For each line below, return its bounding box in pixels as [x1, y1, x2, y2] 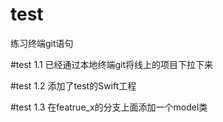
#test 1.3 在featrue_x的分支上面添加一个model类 [10, 101, 208, 113]
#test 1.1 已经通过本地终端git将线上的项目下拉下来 [10, 58, 214, 70]
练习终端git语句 [10, 37, 74, 49]
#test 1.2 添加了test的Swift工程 [10, 79, 137, 92]
